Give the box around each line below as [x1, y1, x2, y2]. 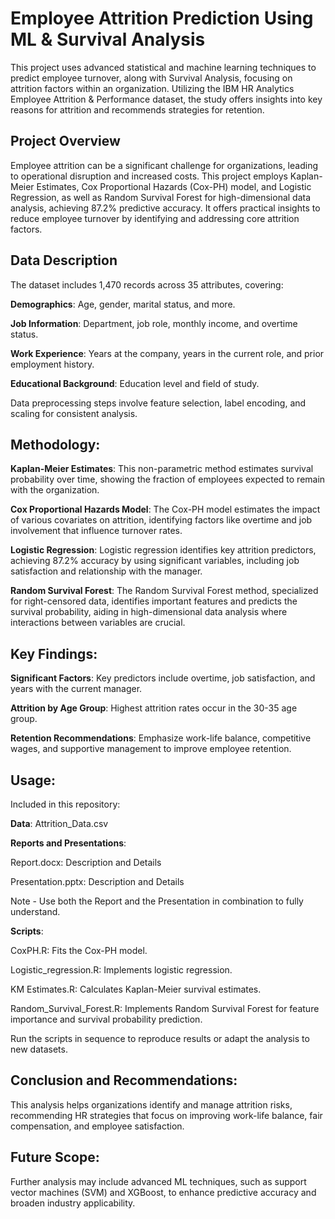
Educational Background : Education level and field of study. [10, 377, 260, 389]
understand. [10, 906, 61, 917]
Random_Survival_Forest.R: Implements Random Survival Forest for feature [10, 1003, 320, 1014]
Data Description [10, 252, 118, 269]
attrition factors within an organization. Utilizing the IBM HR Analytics [10, 82, 295, 94]
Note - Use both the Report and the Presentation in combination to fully [10, 895, 304, 907]
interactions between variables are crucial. [10, 617, 186, 629]
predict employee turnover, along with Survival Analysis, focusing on [10, 72, 293, 84]
